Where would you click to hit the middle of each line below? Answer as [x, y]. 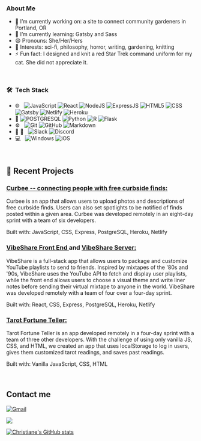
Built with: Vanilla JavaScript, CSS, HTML [57, 364]
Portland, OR [31, 28]
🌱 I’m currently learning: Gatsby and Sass [66, 34]
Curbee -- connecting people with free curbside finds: [87, 188]
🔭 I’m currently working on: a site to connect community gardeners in [100, 22]
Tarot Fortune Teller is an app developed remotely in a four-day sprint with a [100, 333]
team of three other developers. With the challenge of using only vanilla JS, [99, 339]
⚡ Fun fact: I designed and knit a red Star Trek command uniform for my [103, 54]
